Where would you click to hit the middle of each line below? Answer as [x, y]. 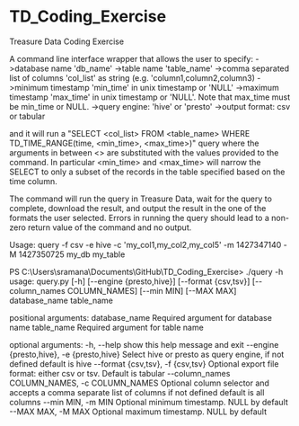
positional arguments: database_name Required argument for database [141, 317]
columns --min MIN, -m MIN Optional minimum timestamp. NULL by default [149, 402]
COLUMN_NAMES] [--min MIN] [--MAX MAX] [152, 290]
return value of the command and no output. [110, 227]
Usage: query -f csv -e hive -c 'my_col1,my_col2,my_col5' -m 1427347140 [145, 244]
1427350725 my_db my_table [72, 254]
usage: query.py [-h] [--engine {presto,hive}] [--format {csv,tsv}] [130, 281]
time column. [33, 181]
